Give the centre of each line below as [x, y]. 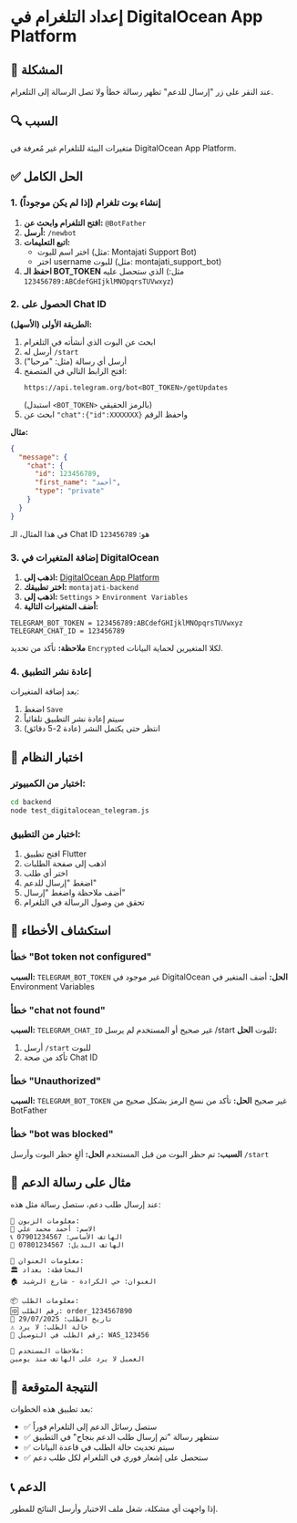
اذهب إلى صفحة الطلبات [65, 863]
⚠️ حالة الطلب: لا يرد [50, 1327]
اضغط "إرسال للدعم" [60, 883]
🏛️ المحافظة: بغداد [47, 1270]
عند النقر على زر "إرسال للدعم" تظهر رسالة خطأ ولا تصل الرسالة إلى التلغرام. [142, 92]
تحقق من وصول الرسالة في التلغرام [84, 902]
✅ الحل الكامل [46, 176]
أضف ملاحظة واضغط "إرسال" [74, 892]
